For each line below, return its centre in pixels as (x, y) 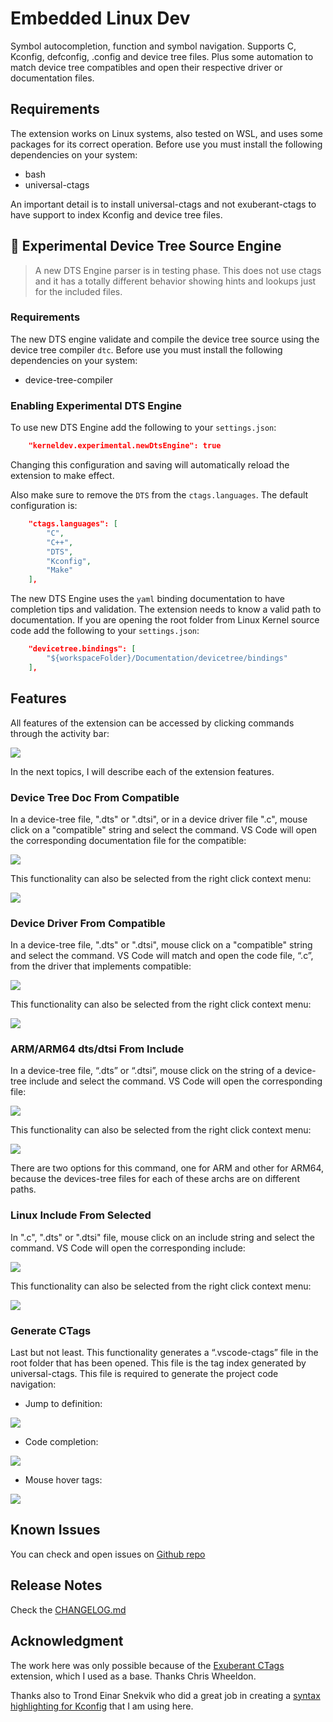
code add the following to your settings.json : (105, 631)
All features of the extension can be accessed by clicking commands (152, 723)
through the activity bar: (60, 733)
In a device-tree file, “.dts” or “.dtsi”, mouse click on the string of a (146, 1071)
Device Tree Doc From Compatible (95, 797)
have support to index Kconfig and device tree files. (116, 214)
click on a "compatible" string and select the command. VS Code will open (163, 829)
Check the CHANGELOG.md (68, 1609)
